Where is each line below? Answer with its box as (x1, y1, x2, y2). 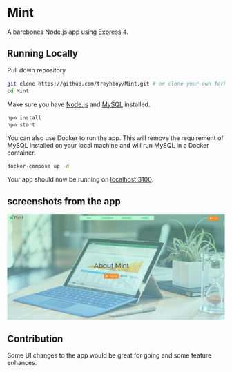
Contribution (7, 333, 64, 344)
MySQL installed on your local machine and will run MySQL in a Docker (7, 141, 209, 150)
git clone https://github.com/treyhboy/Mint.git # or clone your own (7, 80, 212, 87)
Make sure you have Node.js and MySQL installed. (7, 100, 151, 108)
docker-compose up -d (7, 163, 70, 170)
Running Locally (7, 48, 78, 59)
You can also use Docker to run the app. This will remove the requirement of (7, 134, 224, 142)
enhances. (7, 359, 37, 367)
